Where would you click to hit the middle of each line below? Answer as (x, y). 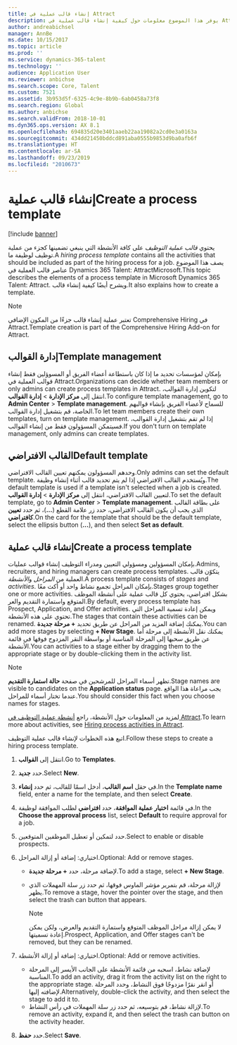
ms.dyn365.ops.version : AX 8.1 (54, 125)
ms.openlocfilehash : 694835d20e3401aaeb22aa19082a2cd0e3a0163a (103, 132)
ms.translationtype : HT (43, 145)
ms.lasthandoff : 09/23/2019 (49, 158)
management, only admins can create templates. (79, 433)
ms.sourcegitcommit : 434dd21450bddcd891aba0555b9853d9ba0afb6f (103, 138)
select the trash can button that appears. (88, 900)
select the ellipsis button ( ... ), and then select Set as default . (96, 525)
